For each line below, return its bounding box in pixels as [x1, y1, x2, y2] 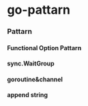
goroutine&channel [7, 75, 63, 83]
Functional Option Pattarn [7, 43, 82, 52]
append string [7, 91, 48, 99]
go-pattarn [7, 2, 70, 18]
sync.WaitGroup [7, 59, 55, 67]
